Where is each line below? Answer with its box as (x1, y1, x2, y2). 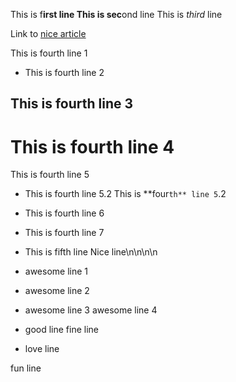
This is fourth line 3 (10, 95, 134, 113)
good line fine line (24, 324, 99, 336)
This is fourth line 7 (24, 227, 105, 239)
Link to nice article (10, 28, 87, 39)
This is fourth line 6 (24, 207, 105, 219)
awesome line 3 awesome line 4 (24, 304, 158, 316)
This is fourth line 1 (10, 47, 88, 59)
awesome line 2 (24, 285, 90, 297)
